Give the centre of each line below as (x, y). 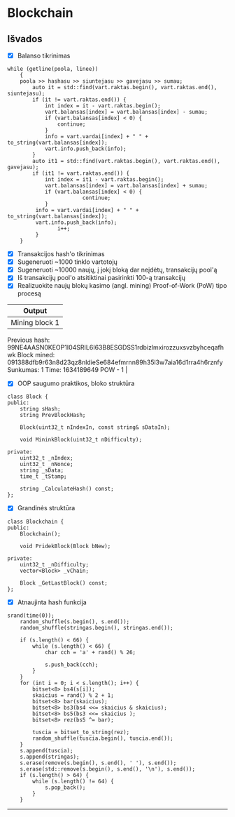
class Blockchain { (36, 522)
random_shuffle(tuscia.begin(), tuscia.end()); (103, 738)
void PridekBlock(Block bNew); (65, 546)
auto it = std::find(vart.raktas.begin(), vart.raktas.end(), (125, 88)
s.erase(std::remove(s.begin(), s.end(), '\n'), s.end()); (108, 769)
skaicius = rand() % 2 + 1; (73, 695)
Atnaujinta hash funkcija (52, 602)
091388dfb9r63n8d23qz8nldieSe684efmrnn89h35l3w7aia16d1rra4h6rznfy (115, 362)
